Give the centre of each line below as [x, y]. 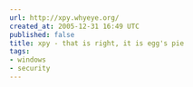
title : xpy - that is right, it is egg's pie [96, 43]
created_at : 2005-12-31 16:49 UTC [75, 26]
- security [30, 69]
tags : [19, 52]
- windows [28, 60]
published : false [42, 34]
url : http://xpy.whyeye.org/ [64, 18]
